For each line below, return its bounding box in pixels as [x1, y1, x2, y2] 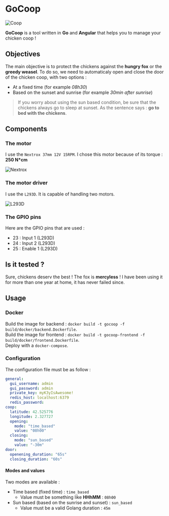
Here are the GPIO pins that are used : [5, 225, 85, 231]
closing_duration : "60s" [10, 457, 62, 462]
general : [5, 376, 24, 381]
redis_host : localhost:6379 [10, 395, 70, 400]
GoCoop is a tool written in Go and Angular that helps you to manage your [5, 29, 161, 36]
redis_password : [10, 400, 44, 405]
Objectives [5, 50, 41, 58]
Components [5, 125, 47, 134]
